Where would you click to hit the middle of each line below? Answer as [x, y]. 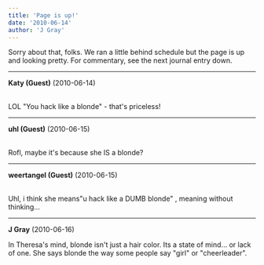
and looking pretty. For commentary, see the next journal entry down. [120, 60]
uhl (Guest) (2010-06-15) [49, 129]
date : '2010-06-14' [40, 23]
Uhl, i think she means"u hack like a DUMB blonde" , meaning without [121, 199]
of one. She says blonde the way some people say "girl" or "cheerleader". [128, 253]
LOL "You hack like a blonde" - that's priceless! [84, 107]
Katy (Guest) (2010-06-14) [52, 83]
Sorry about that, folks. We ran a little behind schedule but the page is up [126, 53]
